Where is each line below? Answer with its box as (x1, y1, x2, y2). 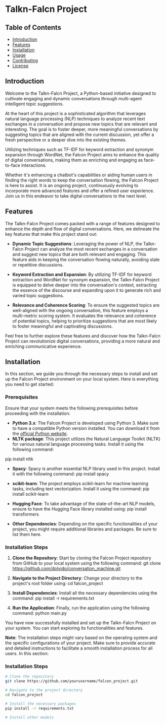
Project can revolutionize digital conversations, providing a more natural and (5, 338, 160, 344)
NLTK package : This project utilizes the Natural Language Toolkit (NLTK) (12, 436, 161, 442)
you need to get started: (5, 381, 54, 388)
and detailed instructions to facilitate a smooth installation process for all (5, 645, 153, 651)
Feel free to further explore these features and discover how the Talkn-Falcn (5, 332, 161, 338)
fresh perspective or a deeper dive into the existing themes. (5, 136, 127, 142)
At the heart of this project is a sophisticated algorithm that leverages (5, 110, 146, 116)
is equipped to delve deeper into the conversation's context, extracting (12, 282, 157, 288)
